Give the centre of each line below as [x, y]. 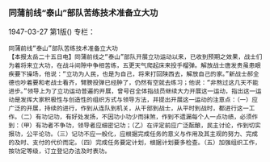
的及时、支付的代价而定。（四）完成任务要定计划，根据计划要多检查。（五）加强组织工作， [135, 143]
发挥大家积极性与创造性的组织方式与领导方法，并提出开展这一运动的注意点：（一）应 [139, 100]
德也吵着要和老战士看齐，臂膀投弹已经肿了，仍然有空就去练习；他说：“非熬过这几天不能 [133, 83]
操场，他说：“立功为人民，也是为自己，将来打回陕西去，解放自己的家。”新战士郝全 [143, 74]
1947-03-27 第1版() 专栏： [52, 32]
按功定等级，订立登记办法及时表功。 [60, 152]
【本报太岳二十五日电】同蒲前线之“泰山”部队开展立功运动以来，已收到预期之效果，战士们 [135, 57]
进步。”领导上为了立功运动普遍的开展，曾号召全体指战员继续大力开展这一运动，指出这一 [132, 91]
